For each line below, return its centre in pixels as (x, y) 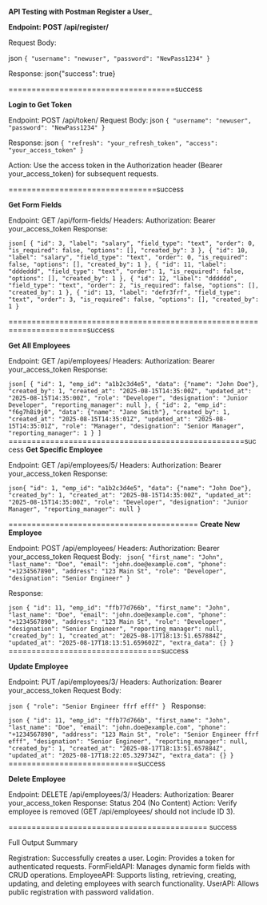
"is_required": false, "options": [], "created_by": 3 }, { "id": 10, (128, 251)
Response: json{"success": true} (62, 74)
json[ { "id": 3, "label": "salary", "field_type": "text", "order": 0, (132, 243)
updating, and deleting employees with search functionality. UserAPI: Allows (134, 883)
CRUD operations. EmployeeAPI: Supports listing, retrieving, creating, (123, 875)
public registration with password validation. (81, 892)
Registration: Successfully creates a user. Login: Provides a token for (122, 858)
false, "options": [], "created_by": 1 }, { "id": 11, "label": (118, 264)
